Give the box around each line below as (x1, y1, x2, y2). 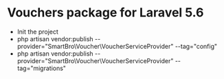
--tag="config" (175, 42, 218, 50)
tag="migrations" (16, 64, 67, 72)
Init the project (16, 27, 58, 36)
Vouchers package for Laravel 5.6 (7, 5, 204, 21)
